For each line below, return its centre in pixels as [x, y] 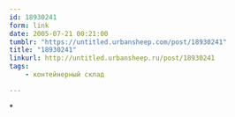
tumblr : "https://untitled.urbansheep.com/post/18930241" [118, 42]
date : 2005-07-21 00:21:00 [59, 33]
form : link [29, 26]
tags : [19, 67]
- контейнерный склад [64, 75]
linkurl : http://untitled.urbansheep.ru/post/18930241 [112, 58]
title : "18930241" [43, 50]
